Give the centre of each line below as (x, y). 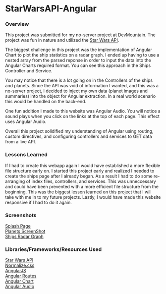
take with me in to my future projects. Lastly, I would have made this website (83, 197)
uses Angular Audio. (26, 121)
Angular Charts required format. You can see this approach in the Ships (78, 65)
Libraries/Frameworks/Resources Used (54, 249)
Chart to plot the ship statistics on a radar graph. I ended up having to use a (82, 55)
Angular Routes (21, 276)
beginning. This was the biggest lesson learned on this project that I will (79, 192)
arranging (15, 181)
